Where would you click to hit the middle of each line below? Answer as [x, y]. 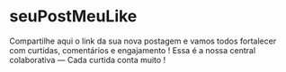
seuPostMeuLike [73, 16]
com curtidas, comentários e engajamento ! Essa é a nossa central [133, 50]
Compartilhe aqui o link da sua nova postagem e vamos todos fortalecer [143, 41]
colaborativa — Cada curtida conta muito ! [88, 60]
